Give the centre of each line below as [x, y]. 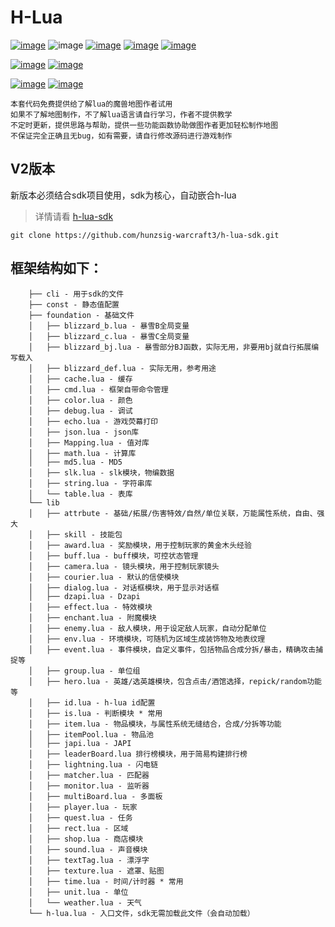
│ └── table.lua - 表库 [80, 494]
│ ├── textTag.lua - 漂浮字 [89, 860]
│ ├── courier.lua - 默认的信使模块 [104, 577]
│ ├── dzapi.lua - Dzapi [84, 596]
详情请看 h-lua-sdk [74, 216]
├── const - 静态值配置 [74, 304]
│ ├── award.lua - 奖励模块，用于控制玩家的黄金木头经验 [140, 545]
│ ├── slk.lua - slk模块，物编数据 [101, 472]
